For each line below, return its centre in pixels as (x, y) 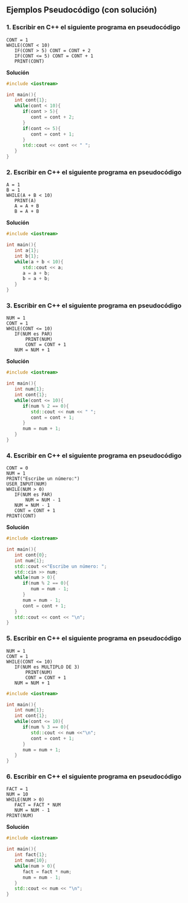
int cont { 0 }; (31, 555)
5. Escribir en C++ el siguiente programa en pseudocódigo (94, 639)
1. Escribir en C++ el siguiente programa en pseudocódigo (93, 27)
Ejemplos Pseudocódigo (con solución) (82, 10)
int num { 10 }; (31, 860)
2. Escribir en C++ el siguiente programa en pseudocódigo (94, 172)
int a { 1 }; (27, 251)
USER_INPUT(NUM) (27, 484)
